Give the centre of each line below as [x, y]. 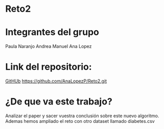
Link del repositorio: [49, 67]
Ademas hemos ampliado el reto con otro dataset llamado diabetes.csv [80, 121]
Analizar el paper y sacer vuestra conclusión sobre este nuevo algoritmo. [82, 116]
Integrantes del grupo [52, 32]
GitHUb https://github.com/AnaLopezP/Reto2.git [56, 81]
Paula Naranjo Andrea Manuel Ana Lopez [49, 46]
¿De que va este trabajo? [59, 102]
